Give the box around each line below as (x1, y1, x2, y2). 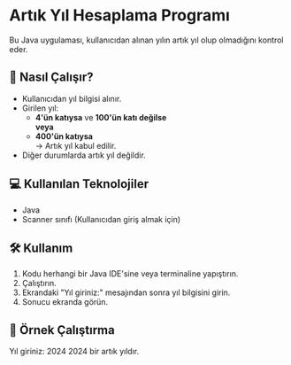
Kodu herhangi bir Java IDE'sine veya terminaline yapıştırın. (21, 268, 239, 279)
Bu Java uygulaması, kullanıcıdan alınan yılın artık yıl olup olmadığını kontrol (9, 35, 285, 45)
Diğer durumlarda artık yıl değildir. (21, 150, 146, 160)
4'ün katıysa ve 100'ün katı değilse (34, 112, 167, 122)
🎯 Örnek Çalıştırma (9, 322, 115, 338)
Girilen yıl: (21, 103, 59, 113)
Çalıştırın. (21, 278, 57, 289)
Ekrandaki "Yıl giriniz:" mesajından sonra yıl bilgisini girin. (21, 287, 231, 298)
